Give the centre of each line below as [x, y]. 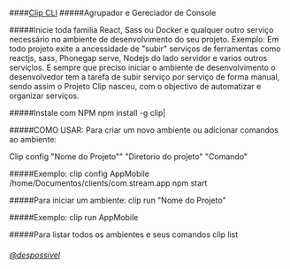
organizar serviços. [44, 96]
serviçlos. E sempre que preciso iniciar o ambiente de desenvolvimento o [142, 67]
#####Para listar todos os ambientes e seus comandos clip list [124, 234]
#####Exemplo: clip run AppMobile [74, 217]
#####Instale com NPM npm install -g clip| [88, 113]
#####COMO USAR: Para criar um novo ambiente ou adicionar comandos [144, 130]
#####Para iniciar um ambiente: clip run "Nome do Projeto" [118, 200]
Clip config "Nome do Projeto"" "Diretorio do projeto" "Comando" [129, 157]
